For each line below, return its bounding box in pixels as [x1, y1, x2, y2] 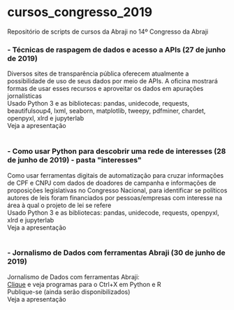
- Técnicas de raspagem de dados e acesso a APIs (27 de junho [7, 45, 226, 55]
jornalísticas [7, 92, 42, 100]
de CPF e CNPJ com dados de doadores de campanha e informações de [7, 178, 217, 187]
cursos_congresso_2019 [7, 4, 152, 20]
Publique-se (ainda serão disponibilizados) [7, 288, 131, 296]
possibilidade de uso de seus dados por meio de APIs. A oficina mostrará [7, 77, 218, 85]
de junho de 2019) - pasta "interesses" [7, 155, 142, 165]
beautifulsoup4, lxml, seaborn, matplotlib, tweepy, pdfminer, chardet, [7, 106, 206, 115]
